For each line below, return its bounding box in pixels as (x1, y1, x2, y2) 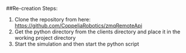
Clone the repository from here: (14, 16, 91, 22)
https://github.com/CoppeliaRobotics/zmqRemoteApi (14, 22, 142, 29)
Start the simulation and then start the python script (14, 40, 139, 47)
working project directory (14, 35, 76, 41)
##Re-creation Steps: (6, 5, 58, 12)
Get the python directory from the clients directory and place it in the (14, 28, 181, 35)
